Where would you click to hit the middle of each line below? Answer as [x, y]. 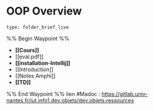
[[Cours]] [27, 50]
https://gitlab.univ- [125, 94]
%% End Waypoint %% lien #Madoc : [53, 94]
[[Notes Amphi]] [35, 76]
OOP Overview [44, 11]
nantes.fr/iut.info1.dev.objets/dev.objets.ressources [70, 100]
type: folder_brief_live [38, 27]
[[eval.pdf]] [29, 56]
